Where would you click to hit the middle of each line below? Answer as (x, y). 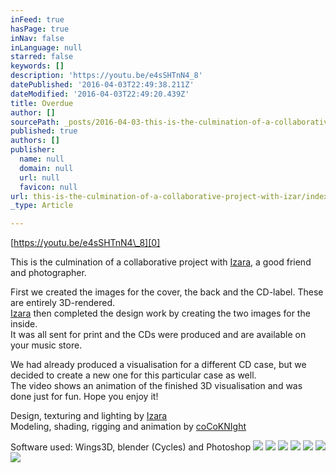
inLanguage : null (46, 47)
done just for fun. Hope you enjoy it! (84, 397)
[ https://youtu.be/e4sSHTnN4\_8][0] (85, 243)
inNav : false (37, 38)
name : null (42, 159)
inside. (24, 324)
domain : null (46, 168)
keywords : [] (37, 66)
